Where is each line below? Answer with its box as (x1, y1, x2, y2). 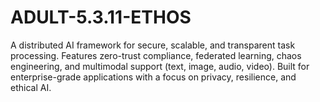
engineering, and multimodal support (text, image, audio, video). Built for (10, 60, 310, 72)
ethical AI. (10, 81, 52, 93)
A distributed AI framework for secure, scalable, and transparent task (10, 39, 296, 51)
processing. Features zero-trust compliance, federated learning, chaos (10, 49, 302, 61)
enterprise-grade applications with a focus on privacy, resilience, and (10, 71, 297, 83)
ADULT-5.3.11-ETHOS (10, 6, 192, 29)
